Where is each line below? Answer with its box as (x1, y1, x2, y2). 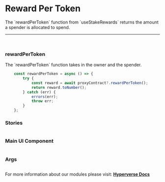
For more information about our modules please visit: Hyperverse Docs (5, 171, 150, 177)
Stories (5, 120, 23, 127)
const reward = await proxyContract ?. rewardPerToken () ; (31, 80, 148, 85)
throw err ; (31, 99, 54, 104)
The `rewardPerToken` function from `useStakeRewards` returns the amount (5, 19, 159, 25)
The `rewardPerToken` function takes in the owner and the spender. (5, 62, 142, 68)
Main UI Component (5, 138, 54, 145)
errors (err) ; (31, 94, 58, 99)
